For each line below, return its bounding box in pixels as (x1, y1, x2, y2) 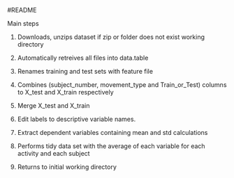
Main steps (7, 19, 40, 27)
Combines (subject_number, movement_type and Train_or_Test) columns (17, 81, 227, 89)
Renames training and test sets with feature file (17, 67, 154, 75)
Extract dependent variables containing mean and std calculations (17, 129, 208, 136)
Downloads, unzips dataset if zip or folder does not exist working (17, 33, 205, 41)
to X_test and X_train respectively (17, 88, 114, 96)
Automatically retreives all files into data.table (17, 54, 149, 62)
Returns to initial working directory (17, 163, 117, 171)
